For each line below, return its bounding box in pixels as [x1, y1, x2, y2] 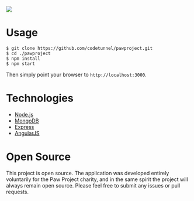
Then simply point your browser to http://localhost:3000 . [6, 71, 147, 79]
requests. [6, 188, 29, 195]
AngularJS [14, 130, 40, 137]
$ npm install [6, 56, 41, 62]
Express [14, 124, 34, 131]
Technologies [6, 91, 74, 105]
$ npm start [6, 61, 35, 67]
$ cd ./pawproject [6, 50, 51, 57]
